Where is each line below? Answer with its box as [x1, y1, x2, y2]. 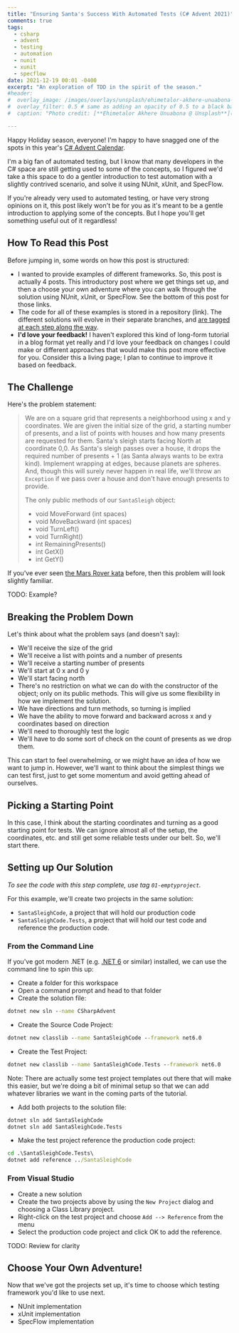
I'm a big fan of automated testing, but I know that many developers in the [7, 157, 224, 165]
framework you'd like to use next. [7, 1288, 105, 1297]
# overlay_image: [7, 97, 62, 104]
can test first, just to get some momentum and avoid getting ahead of [7, 771, 211, 780]
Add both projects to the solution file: [17, 1103, 127, 1111]
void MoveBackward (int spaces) [35, 518, 132, 526]
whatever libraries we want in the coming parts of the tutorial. [7, 1088, 188, 1098]
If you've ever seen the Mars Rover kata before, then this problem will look [7, 569, 225, 577]
